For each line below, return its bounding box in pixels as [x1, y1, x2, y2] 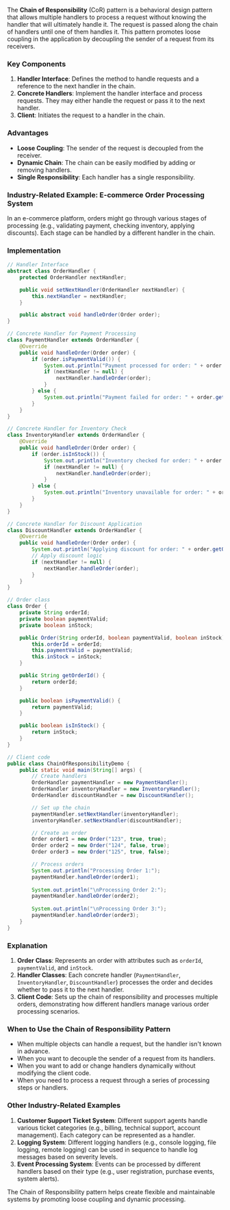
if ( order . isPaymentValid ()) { [31, 355, 121, 362]
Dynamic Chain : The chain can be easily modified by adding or [16, 158, 196, 166]
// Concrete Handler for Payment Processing [7, 330, 136, 338]
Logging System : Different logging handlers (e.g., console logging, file [16, 1138, 217, 1146]
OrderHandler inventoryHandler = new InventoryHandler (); [31, 785, 201, 793]
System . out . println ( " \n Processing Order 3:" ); [31, 905, 167, 913]
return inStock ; [31, 729, 78, 735]
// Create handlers [31, 773, 88, 780]
